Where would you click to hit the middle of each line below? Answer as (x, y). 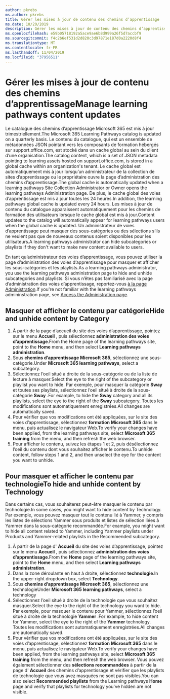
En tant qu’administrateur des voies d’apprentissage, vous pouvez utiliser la (84, 257)
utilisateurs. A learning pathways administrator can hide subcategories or (81, 242)
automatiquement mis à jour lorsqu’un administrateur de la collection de (80, 172)
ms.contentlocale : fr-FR (31, 48)
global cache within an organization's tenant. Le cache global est (73, 166)
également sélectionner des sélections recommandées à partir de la (84, 665)
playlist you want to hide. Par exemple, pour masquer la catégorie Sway (88, 385)
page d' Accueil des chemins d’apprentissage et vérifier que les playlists (88, 670)
